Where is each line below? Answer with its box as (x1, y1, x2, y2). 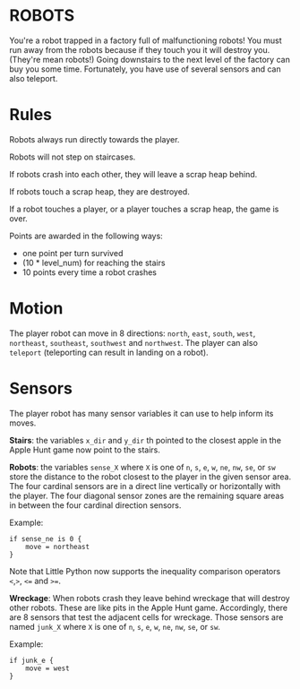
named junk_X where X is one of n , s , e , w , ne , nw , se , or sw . (9, 621, 221, 632)
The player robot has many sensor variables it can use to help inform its (9, 408, 274, 418)
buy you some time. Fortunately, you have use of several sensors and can (9, 64, 281, 74)
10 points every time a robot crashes (21, 266, 157, 278)
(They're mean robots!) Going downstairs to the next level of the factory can (9, 54, 291, 65)
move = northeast (25, 542, 90, 551)
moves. (9, 418, 37, 428)
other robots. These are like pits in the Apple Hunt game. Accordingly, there (9, 602, 288, 613)
